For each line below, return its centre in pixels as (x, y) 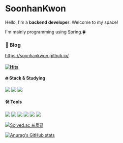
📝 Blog (13, 45)
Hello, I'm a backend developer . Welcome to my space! (61, 22)
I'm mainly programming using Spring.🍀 (46, 32)
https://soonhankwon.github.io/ (37, 56)
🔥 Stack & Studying (25, 78)
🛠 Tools (14, 102)
